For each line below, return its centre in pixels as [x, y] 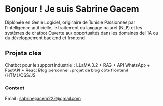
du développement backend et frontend [45, 38]
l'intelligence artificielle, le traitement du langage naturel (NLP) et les [74, 27]
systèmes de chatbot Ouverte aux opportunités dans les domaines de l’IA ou [82, 33]
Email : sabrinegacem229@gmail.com [43, 99]
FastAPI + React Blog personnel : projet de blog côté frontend [67, 70]
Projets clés [23, 53]
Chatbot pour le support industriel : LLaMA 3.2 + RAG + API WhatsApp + [78, 65]
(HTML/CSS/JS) [21, 75]
